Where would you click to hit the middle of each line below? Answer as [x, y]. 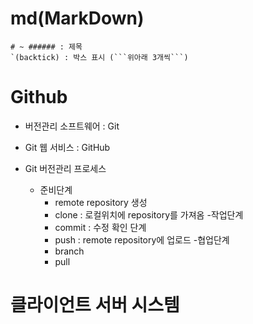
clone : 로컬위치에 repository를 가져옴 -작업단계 [149, 214]
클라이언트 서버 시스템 [95, 305]
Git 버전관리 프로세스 [65, 168]
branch [69, 251]
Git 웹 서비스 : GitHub [67, 147]
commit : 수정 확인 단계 [100, 227]
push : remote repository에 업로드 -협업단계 [142, 239]
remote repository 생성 [101, 202]
